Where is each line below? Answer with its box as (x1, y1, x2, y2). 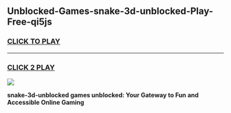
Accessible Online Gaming (7, 98, 85, 106)
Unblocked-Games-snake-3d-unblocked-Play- (7, 5, 214, 17)
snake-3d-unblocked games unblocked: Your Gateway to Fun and (7, 90, 199, 99)
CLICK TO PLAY (7, 37, 60, 47)
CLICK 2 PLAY (7, 62, 55, 72)
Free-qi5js (7, 16, 53, 28)
